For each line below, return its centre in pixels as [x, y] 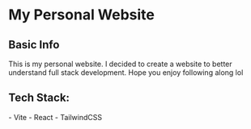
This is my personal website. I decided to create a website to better [120, 64]
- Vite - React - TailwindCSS [55, 117]
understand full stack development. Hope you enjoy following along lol [126, 73]
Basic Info [34, 45]
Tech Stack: [39, 98]
